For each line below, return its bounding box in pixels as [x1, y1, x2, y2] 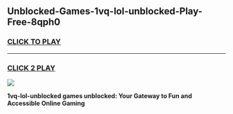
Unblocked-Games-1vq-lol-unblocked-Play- [7, 6, 203, 17]
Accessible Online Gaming [7, 99, 85, 107]
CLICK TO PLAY [7, 37, 61, 47]
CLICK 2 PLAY [7, 63, 55, 73]
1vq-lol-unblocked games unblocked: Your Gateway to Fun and [7, 91, 193, 99]
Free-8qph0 [7, 17, 61, 28]
